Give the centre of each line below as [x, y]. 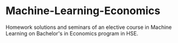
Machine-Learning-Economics [83, 11]
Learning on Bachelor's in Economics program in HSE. [72, 33]
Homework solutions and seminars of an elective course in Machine [89, 27]
